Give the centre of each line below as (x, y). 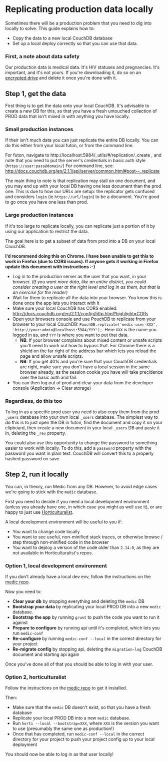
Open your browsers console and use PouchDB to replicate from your (84, 319)
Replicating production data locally (79, 9)
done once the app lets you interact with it (56, 303)
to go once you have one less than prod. (47, 202)
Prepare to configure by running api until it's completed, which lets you (86, 628)
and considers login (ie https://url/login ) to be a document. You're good (82, 197)
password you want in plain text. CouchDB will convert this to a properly (79, 453)
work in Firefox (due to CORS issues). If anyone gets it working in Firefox (82, 261)
